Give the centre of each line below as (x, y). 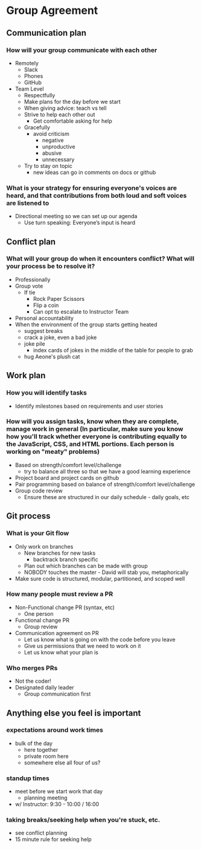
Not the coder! (33, 681)
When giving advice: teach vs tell (65, 108)
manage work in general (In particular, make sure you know (95, 429)
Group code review (39, 491)
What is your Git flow (38, 534)
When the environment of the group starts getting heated (86, 324)
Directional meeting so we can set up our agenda (76, 216)
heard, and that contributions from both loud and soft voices (97, 195)
